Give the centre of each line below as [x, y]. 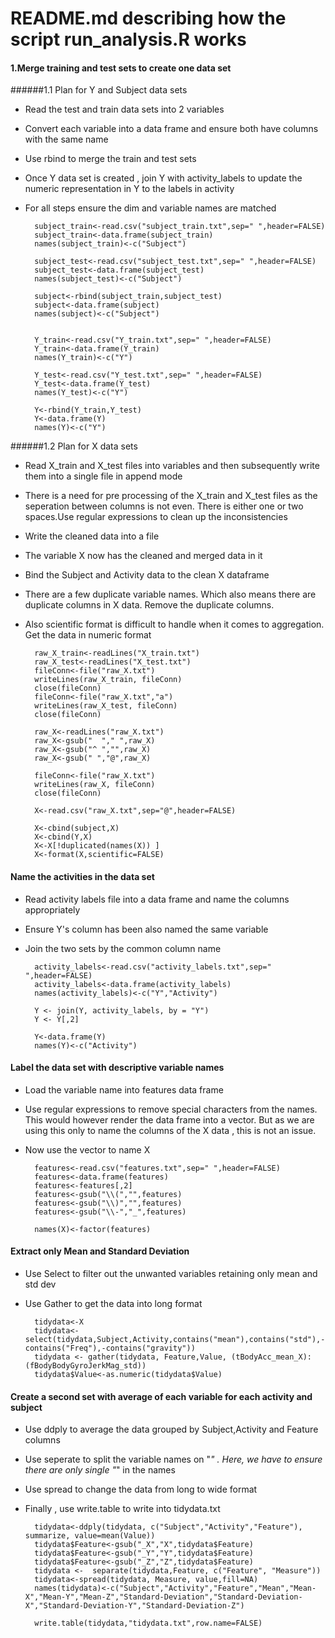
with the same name [66, 139]
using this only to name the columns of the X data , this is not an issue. [170, 1130]
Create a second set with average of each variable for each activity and [161, 1396]
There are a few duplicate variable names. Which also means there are [170, 594]
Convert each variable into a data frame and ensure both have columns [171, 129]
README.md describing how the [148, 18]
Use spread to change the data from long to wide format [141, 1489]
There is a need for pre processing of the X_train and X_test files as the [171, 496]
